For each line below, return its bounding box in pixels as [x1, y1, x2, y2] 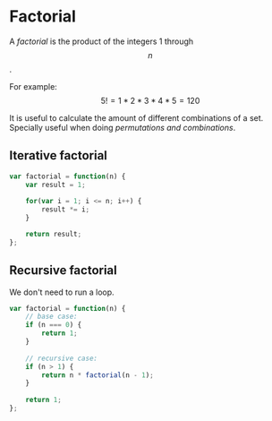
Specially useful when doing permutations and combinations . [9, 122, 236, 133]
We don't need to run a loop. [9, 287, 115, 297]
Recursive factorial [9, 262, 118, 279]
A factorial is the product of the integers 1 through [9, 36, 194, 47]
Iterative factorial [9, 148, 107, 163]
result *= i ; [41, 205, 90, 214]
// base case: [25, 312, 78, 322]
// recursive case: [25, 354, 98, 363]
